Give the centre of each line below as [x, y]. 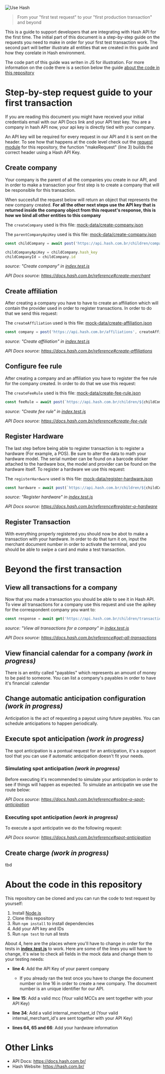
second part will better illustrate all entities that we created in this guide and [82, 47]
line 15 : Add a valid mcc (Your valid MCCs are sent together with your [82, 998]
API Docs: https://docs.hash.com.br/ [49, 1061]
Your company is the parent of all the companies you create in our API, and [81, 179]
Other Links [29, 1048]
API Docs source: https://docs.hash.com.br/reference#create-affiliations [79, 351]
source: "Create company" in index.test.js [47, 266]
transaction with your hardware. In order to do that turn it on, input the [76, 539]
